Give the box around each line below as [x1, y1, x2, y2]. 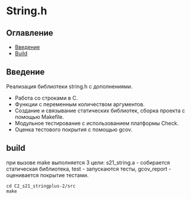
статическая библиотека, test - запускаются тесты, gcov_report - [6, 165, 171, 172]
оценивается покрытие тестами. [6, 171, 89, 179]
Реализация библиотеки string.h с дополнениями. [6, 83, 133, 90]
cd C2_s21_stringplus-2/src [6, 183, 76, 189]
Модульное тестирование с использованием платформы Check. [14, 119, 179, 127]
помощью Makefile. [14, 113, 64, 120]
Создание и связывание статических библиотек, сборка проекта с [14, 107, 186, 114]
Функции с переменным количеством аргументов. [14, 100, 145, 108]
